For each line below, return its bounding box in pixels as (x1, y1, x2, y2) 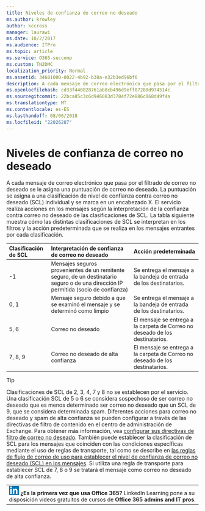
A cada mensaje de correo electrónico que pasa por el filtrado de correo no (6, 179, 196, 187)
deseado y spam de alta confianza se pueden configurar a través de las (6, 415, 187, 422)
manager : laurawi (6, 29, 51, 35)
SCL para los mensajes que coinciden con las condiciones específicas (6, 440, 183, 448)
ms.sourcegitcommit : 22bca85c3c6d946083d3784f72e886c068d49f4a (6, 93, 171, 100)
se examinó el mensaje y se (51, 301, 120, 308)
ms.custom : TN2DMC (6, 61, 53, 67)
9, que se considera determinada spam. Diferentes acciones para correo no (6, 408, 197, 415)
